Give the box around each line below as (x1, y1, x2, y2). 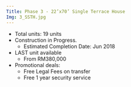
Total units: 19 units (14, 30, 62, 37)
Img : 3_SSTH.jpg (6, 14, 46, 20)
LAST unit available (14, 49, 62, 56)
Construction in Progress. (14, 36, 77, 43)
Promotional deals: (14, 61, 61, 68)
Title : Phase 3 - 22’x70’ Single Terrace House (6, 8, 126, 15)
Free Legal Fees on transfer (23, 68, 91, 75)
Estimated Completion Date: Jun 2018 (23, 42, 115, 50)
